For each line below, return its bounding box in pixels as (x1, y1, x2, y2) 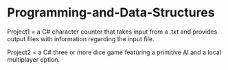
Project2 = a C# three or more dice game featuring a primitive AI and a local (7, 48, 222, 56)
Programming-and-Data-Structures (7, 5, 215, 21)
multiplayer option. (7, 55, 60, 63)
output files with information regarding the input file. (7, 34, 155, 43)
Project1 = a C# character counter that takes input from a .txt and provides (7, 27, 218, 36)
